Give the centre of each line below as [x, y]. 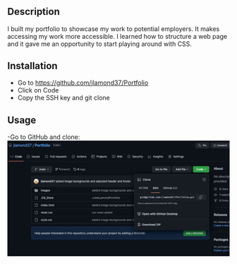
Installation [32, 66]
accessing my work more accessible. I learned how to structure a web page [117, 36]
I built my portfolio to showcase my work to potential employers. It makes [114, 29]
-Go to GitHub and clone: [44, 137]
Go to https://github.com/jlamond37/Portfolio [83, 83]
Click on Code [38, 90]
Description [34, 12]
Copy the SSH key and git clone [64, 98]
